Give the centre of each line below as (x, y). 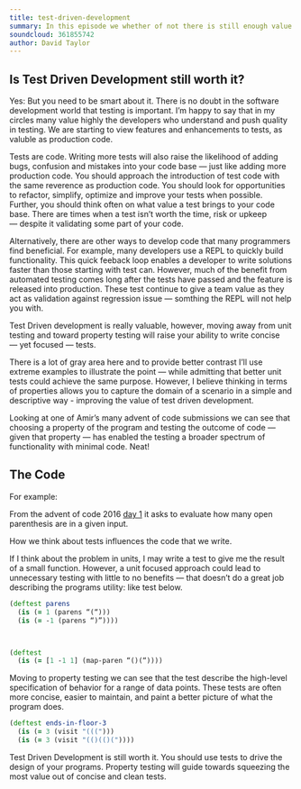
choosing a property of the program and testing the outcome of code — (143, 428)
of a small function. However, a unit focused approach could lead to (135, 567)
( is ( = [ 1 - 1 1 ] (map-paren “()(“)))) (91, 661)
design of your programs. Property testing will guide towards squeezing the (150, 766)
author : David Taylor (50, 43)
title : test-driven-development (70, 18)
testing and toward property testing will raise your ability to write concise (145, 335)
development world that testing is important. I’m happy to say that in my (142, 111)
